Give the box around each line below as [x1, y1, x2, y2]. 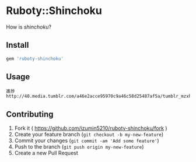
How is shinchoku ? [6, 23, 51, 30]
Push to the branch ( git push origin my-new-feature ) [14, 143, 144, 150]
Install [6, 40, 29, 50]
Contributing [6, 109, 54, 119]
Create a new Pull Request [14, 150, 79, 157]
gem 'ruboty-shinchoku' [6, 55, 64, 62]
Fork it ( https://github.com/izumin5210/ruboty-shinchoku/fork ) [14, 125, 167, 132]
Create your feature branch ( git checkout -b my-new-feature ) [14, 131, 164, 138]
